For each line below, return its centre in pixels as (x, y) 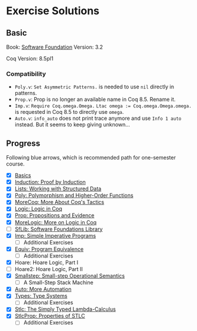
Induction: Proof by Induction (50, 182)
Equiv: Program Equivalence (49, 249)
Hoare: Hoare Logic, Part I (46, 262)
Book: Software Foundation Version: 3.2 (55, 47)
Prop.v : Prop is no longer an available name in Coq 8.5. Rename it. (95, 100)
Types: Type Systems (41, 296)
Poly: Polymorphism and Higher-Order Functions (74, 195)
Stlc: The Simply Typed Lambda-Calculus (65, 309)
